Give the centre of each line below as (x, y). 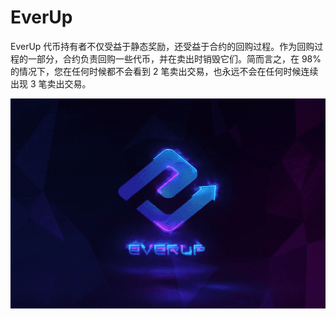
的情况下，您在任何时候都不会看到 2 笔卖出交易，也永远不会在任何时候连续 (164, 71)
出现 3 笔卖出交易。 (51, 83)
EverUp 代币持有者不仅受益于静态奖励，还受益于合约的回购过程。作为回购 (162, 46)
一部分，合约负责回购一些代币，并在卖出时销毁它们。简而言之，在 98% (174, 58)
